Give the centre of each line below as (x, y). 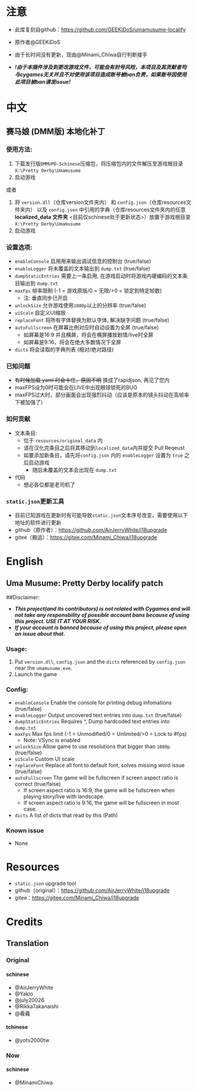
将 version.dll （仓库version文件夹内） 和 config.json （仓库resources (100, 202)
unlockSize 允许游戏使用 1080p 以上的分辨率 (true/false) (80, 305)
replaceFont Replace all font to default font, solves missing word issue (100, 765)
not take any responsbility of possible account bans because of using (102, 615)
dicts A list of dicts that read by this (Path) (66, 815)
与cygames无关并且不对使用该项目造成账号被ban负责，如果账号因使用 (101, 74)
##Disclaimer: (23, 597)
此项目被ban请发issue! (43, 82)
